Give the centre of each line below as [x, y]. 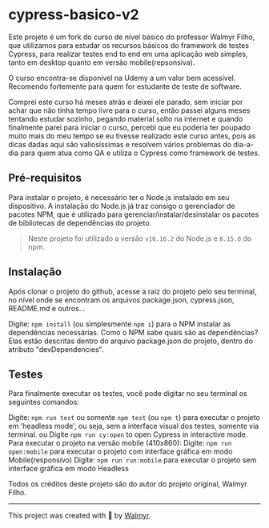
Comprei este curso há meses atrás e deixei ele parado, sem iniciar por [126, 102]
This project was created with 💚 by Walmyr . [80, 516]
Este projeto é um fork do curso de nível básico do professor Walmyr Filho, [132, 37]
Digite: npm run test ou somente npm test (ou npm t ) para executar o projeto [134, 418]
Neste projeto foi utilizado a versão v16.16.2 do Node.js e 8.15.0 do [140, 238]
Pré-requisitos [45, 178]
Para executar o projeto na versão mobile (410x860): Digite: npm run [120, 443]
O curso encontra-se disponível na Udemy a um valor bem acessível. [122, 78]
